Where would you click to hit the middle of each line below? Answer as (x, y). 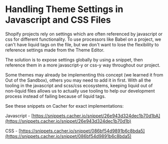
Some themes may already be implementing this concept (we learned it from (84, 75)
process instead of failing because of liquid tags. (56, 96)
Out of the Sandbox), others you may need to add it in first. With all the (78, 80)
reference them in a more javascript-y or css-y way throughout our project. (83, 65)
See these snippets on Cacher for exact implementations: (64, 106)
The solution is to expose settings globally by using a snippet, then (74, 59)
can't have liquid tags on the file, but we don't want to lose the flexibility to (82, 44)
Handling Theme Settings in (64, 9)
